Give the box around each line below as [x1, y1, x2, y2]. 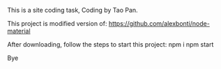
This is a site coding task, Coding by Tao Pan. [7, 6, 138, 14]
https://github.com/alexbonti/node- [108, 20, 211, 27]
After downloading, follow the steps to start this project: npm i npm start [7, 40, 214, 48]
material [7, 27, 31, 35]
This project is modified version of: [7, 20, 107, 27]
